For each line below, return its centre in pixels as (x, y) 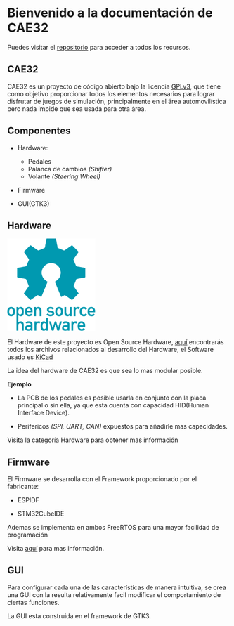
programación (27, 535)
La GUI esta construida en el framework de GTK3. (79, 615)
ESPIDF (28, 500)
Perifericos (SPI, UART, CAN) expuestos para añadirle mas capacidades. (122, 426)
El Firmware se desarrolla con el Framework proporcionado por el (102, 479)
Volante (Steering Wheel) (64, 176)
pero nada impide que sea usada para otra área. (77, 109)
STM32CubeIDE (41, 514)
